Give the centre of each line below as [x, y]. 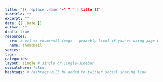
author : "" [16, 27]
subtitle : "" [18, 14]
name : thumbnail [26, 45]
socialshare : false [25, 68]
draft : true [17, 32]
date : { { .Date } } [24, 23]
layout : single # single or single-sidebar [50, 63]
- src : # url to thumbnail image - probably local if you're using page [80, 41]
